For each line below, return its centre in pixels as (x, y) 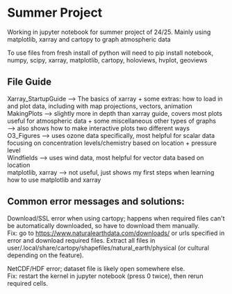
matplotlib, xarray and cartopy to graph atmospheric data (89, 39)
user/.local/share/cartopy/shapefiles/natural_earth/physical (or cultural (108, 248)
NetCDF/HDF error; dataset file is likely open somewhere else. (96, 268)
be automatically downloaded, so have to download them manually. (103, 225)
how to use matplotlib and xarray (54, 180)
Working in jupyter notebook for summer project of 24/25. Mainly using (109, 32)
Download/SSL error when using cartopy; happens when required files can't (116, 218)
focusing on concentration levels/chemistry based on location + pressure (112, 143)
